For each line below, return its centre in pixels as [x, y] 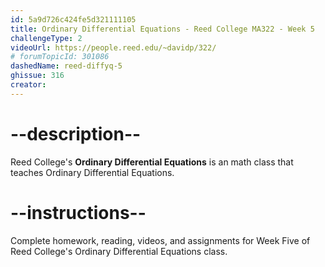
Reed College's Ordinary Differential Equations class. [119, 251]
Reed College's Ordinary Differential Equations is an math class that [152, 162]
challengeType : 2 [46, 38]
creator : [28, 85]
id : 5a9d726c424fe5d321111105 [73, 19]
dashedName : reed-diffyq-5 [66, 66]
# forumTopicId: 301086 [60, 57]
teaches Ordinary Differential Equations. [92, 172]
